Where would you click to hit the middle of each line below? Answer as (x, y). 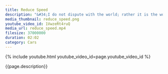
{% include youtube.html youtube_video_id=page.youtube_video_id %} (78, 56)
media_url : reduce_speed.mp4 (35, 28)
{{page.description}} (26, 66)
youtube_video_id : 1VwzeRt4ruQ (38, 24)
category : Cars (21, 42)
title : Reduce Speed (27, 10)
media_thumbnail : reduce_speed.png (42, 19)
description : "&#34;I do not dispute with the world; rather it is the (81, 14)
